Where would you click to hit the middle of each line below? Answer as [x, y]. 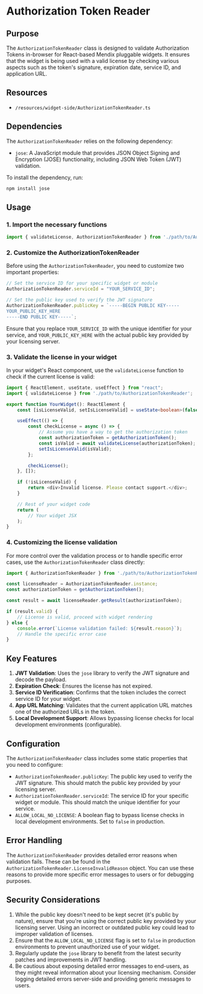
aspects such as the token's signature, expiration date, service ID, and [94, 67]
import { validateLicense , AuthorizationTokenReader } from [84, 237]
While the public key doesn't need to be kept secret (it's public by [97, 914]
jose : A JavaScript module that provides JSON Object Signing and [97, 153]
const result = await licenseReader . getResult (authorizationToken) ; [94, 601]
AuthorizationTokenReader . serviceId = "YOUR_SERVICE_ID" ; [81, 289]
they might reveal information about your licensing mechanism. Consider [105, 972]
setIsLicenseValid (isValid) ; [75, 449]
